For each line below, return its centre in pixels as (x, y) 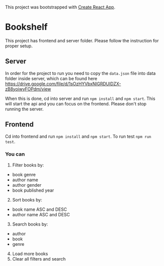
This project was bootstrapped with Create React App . (60, 7)
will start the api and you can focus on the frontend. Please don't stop (76, 103)
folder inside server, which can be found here (51, 78)
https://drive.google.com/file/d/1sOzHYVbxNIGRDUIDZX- (63, 84)
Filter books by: (28, 165)
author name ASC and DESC (41, 214)
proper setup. (19, 46)
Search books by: (30, 224)
